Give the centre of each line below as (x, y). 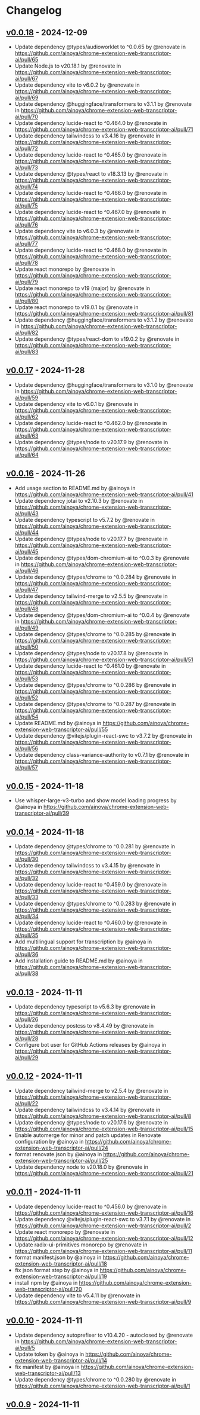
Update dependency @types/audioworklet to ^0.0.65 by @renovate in (100, 47)
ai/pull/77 (26, 244)
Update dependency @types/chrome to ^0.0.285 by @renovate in (96, 634)
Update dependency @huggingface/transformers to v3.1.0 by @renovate (104, 385)
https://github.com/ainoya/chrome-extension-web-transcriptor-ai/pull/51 (104, 659)
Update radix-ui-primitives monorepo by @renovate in (81, 1245)
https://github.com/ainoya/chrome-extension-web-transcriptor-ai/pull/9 (103, 1301)
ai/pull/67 (26, 79)
